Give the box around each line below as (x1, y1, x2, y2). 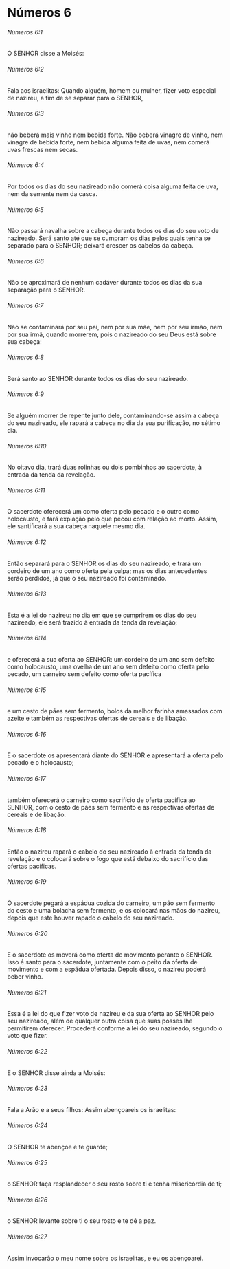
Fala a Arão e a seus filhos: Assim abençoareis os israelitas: (7, 1105, 176, 1114)
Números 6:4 (7, 161, 45, 169)
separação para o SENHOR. (7, 285, 86, 294)
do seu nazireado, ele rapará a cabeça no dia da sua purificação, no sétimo (7, 419, 221, 427)
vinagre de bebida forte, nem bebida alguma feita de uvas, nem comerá (7, 138, 210, 146)
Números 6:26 (7, 1195, 48, 1204)
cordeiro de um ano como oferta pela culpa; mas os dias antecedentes (7, 566, 207, 575)
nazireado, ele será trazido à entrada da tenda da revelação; (7, 618, 178, 627)
